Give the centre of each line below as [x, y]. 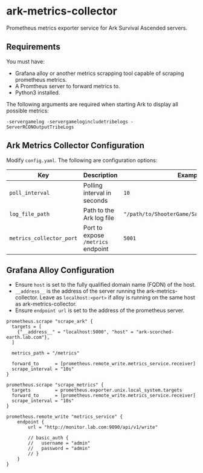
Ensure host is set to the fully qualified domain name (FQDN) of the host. [105, 285]
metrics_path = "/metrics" [46, 353]
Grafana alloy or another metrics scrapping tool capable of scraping [99, 73]
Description [101, 175]
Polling [93, 185]
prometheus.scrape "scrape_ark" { [50, 322]
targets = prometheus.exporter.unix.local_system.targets [97, 390]
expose [94, 235]
